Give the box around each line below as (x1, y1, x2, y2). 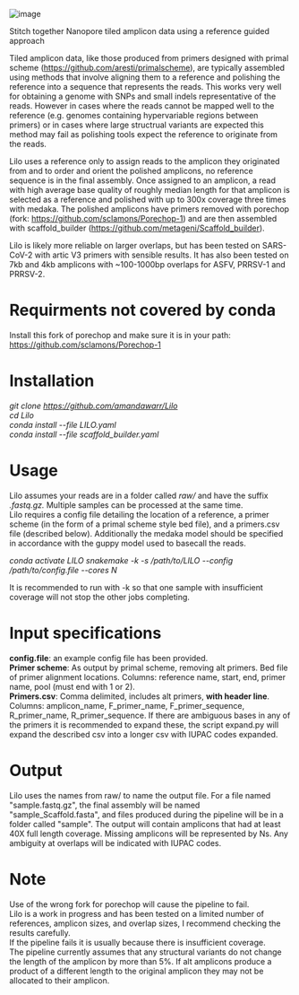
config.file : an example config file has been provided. (9, 652, 209, 663)
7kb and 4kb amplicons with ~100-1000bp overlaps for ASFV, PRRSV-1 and (9, 259, 286, 269)
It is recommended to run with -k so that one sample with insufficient (9, 581, 264, 592)
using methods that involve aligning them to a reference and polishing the (9, 72, 280, 83)
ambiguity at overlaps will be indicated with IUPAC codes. (9, 837, 222, 848)
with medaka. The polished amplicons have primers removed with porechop (9, 204, 289, 214)
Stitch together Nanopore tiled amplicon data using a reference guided (9, 26, 270, 36)
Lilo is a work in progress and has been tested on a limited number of (9, 908, 264, 919)
